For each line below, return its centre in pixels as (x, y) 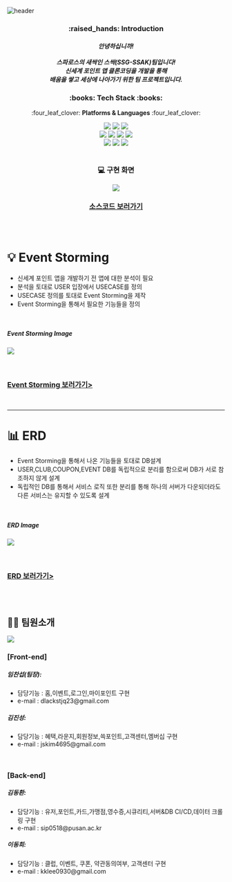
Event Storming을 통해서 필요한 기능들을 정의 (78, 304)
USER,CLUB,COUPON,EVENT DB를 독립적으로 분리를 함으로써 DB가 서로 (117, 469)
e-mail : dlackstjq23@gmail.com (63, 701)
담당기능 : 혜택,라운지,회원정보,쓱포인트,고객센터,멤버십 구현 (97, 736)
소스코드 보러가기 (116, 206)
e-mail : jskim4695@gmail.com (61, 744)
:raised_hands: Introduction (116, 28)
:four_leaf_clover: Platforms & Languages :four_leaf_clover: (116, 113)
